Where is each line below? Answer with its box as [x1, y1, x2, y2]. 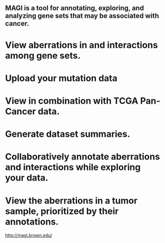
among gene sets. [5, 50, 81, 61]
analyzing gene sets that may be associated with [5, 12, 160, 20]
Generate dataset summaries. [5, 128, 130, 140]
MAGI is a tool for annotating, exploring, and [5, 4, 144, 12]
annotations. [5, 216, 59, 227]
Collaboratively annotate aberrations [5, 151, 160, 163]
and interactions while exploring [5, 162, 141, 173]
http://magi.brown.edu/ [5, 233, 53, 239]
